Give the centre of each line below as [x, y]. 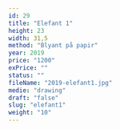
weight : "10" [30, 113]
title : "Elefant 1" [41, 23]
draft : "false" [34, 98]
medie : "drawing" [37, 90]
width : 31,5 [28, 38]
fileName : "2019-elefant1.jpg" [60, 83]
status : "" [26, 75]
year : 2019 [26, 53]
